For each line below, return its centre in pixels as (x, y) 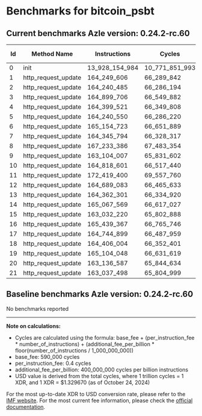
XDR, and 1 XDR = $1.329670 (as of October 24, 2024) (82, 382)
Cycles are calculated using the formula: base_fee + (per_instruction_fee (105, 337)
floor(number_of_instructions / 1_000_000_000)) (74, 350)
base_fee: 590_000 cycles (47, 356)
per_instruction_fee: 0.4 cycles (53, 363)
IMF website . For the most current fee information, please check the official (99, 400)
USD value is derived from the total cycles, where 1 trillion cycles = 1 (99, 376)
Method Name (52, 54)
